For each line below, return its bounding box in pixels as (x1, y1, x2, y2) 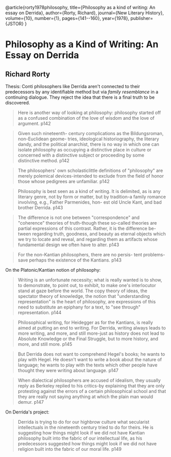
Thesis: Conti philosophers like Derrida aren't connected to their (5, 83, 140, 89)
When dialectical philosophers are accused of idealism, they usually (17, 377, 161, 383)
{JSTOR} (5, 20, 24, 27)
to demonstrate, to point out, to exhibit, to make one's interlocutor (17, 282, 156, 288)
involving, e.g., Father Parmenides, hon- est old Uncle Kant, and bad (17, 199, 162, 205)
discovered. (5, 100, 31, 105)
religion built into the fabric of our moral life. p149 (17, 446, 121, 452)
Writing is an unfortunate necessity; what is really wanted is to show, (17, 277, 162, 283)
